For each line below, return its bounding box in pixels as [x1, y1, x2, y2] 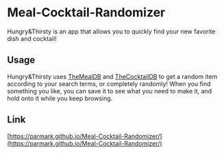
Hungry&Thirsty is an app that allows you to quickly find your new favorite [7, 27, 216, 35]
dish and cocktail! [7, 34, 57, 42]
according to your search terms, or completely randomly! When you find [7, 80, 211, 88]
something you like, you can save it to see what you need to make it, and [7, 87, 212, 95]
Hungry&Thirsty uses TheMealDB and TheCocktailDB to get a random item [7, 72, 218, 80]
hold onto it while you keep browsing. [7, 94, 113, 102]
